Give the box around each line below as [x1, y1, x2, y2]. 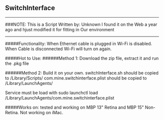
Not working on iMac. [20, 109, 63, 115]
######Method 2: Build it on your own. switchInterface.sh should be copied [5, 70, 159, 76]
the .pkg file [5, 60, 29, 66]
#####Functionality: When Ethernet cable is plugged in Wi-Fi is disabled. [5, 40, 152, 46]
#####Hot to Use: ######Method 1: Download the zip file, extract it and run [5, 55, 159, 61]
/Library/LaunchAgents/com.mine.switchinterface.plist [5, 95, 115, 100]
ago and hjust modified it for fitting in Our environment [5, 26, 115, 32]
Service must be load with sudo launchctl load [5, 90, 98, 96]
